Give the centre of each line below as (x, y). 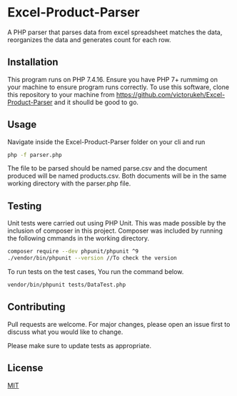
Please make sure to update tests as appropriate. (80, 345)
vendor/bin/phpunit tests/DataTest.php (67, 285)
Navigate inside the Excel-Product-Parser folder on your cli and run (106, 142)
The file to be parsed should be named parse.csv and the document (107, 168)
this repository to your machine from (61, 94)
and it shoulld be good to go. (96, 102)
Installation (33, 62)
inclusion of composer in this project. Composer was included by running (115, 231)
